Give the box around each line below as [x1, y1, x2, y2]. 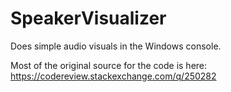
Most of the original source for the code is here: [10, 59, 208, 71]
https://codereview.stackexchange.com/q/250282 [10, 70, 217, 82]
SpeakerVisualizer [10, 7, 167, 30]
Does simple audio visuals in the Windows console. [10, 40, 222, 52]
